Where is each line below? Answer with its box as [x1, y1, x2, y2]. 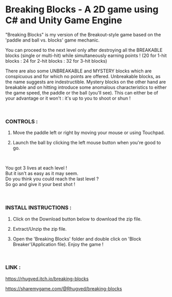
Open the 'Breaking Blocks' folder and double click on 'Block [12, 235, 142, 242]
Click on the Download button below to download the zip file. [12, 216, 142, 222]
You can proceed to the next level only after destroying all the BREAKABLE [5, 47, 163, 53]
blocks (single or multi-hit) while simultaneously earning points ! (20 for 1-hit [5, 52, 167, 59]
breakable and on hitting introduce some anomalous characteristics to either [5, 84, 167, 90]
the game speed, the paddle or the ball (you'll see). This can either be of [5, 89, 158, 96]
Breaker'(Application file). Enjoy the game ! [12, 241, 104, 247]
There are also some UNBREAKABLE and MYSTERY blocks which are [5, 68, 152, 74]
